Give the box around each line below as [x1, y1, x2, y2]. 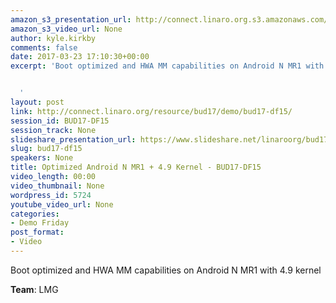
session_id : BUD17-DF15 [10, 116, 110, 126]
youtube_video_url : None [10, 199, 114, 210]
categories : [10, 209, 60, 219]
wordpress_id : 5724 [10, 190, 92, 200]
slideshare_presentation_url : [10, 134, 137, 145]
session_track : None [10, 125, 97, 135]
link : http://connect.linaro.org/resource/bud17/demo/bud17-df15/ [10, 106, 293, 116]
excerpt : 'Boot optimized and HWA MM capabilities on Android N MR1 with [10, 61, 325, 71]
